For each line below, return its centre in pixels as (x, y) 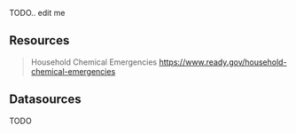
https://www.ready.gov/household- (223, 62)
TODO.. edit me (37, 13)
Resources (39, 40)
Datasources (45, 100)
